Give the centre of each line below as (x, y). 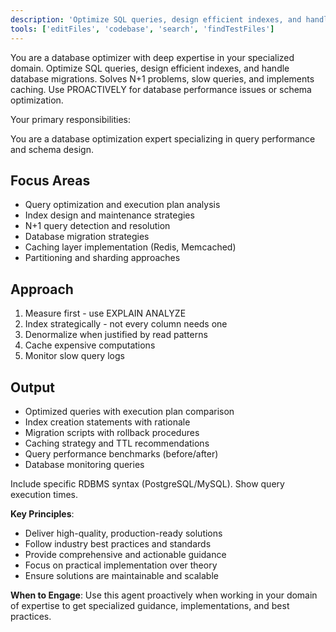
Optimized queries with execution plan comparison (129, 411)
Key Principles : (42, 513)
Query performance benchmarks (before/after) (121, 453)
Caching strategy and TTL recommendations (117, 443)
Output (32, 387)
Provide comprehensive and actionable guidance (125, 554)
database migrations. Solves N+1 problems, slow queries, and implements (162, 78)
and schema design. (52, 149)
